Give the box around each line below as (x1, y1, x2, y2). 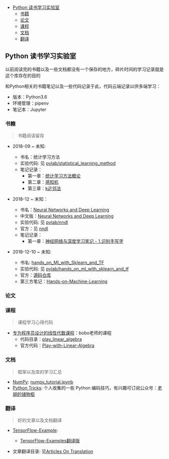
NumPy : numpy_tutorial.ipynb (12, 379, 74, 385)
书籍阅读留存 (17, 133, 44, 139)
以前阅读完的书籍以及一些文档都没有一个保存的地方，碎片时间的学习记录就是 (5, 66, 164, 72)
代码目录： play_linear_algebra (20, 336, 82, 342)
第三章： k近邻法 (27, 186, 61, 192)
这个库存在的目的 (5, 72, 41, 78)
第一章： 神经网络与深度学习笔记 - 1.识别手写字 (27, 238, 124, 244)
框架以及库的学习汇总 (17, 369, 62, 375)
